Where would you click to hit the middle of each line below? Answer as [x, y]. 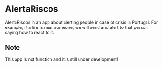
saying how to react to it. [30, 32]
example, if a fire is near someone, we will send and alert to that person [76, 27]
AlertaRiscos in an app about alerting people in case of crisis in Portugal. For [81, 22]
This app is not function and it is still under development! [62, 59]
